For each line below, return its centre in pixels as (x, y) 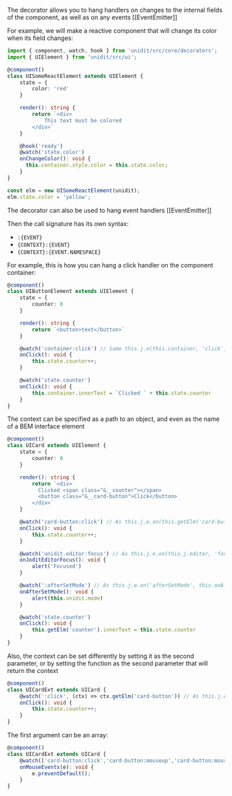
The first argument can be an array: (58, 735)
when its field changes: (40, 38)
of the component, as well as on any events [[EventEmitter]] (92, 17)
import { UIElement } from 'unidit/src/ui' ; (72, 57)
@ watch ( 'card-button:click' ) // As (71, 522)
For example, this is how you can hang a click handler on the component (110, 265)
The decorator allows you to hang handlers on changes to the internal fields (115, 10)
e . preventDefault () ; (61, 773)
